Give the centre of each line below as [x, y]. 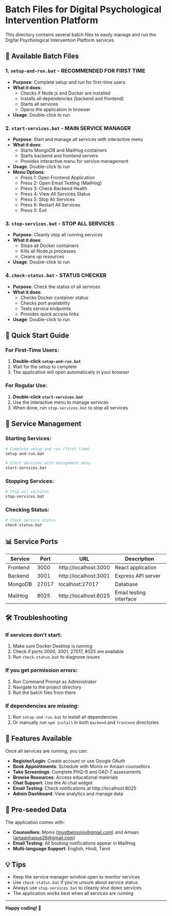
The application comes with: [35, 822]
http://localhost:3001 [84, 575]
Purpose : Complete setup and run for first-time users [69, 82]
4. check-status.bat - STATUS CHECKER [56, 275]
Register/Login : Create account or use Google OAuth [69, 761]
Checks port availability [45, 303]
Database [126, 584]
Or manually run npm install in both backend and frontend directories [86, 722]
